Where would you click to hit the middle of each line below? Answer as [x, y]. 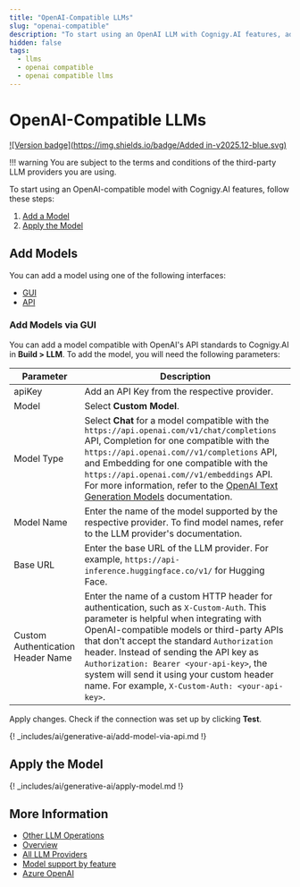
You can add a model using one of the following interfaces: [117, 275]
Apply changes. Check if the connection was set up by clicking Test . [135, 719]
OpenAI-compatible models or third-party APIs [184, 629]
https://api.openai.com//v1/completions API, [181, 451]
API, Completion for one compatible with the [177, 440]
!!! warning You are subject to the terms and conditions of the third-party [143, 162]
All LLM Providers [54, 855]
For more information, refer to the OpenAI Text [181, 485]
